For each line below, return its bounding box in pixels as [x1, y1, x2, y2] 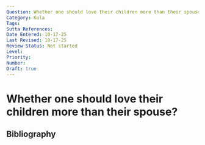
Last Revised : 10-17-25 [6, 37, 67, 43]
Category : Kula [6, 15, 45, 21]
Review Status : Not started [6, 43, 78, 49]
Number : [6, 60, 26, 66]
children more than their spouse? [6, 105, 178, 119]
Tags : [6, 20, 20, 26]
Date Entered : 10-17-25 [6, 32, 67, 38]
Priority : [6, 54, 32, 60]
